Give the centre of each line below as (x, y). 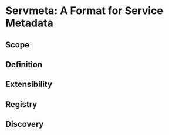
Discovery (25, 124)
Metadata (29, 23)
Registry (21, 104)
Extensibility (29, 84)
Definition (24, 65)
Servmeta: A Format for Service (84, 11)
